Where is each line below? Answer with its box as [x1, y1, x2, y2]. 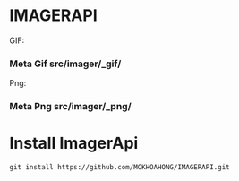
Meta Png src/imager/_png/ [9, 100, 132, 113]
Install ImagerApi [9, 134, 139, 153]
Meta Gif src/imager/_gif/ [9, 57, 122, 70]
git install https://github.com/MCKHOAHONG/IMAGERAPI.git [9, 163, 230, 172]
